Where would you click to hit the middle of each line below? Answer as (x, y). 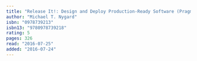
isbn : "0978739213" (30, 22)
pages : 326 (19, 38)
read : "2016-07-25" (30, 44)
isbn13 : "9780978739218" (36, 28)
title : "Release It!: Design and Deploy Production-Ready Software (90, 11)
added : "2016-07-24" (31, 49)
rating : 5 (18, 33)
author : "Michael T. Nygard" (42, 17)
